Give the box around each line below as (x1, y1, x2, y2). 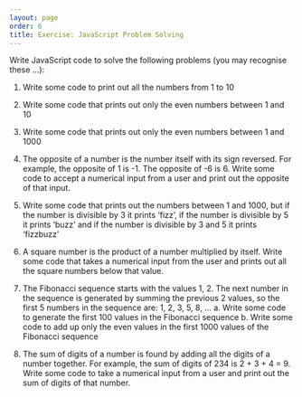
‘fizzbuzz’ (22, 229, 60, 240)
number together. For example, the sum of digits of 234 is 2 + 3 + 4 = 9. (22, 358, 291, 369)
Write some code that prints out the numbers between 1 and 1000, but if (22, 200, 290, 211)
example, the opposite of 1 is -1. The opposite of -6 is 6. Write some (22, 164, 275, 175)
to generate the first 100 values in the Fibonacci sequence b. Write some (22, 312, 294, 323)
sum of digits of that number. (22, 377, 131, 389)
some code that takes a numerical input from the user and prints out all (22, 256, 288, 267)
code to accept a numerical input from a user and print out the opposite (22, 173, 289, 184)
